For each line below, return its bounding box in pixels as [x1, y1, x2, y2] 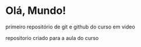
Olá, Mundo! [5, 4, 66, 17]
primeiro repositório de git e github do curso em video [5, 23, 135, 30]
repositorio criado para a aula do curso [5, 34, 99, 41]
